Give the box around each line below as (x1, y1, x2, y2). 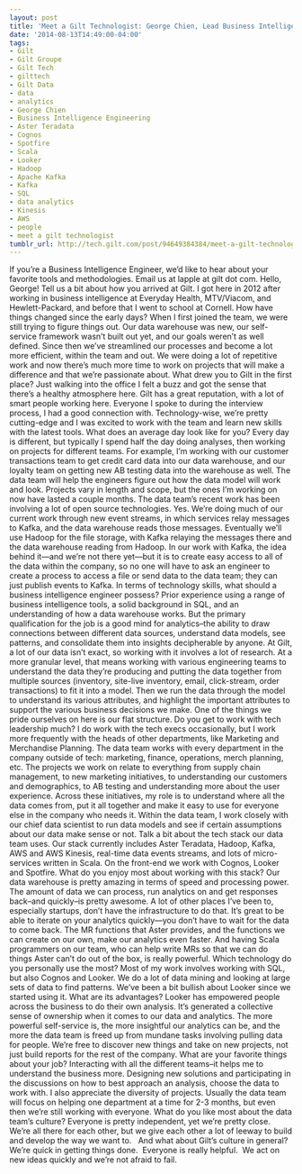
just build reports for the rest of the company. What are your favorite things (9, 1049, 288, 1060)
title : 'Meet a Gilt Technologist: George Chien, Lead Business (9, 22, 255, 31)
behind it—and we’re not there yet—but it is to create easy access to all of (9, 551, 283, 562)
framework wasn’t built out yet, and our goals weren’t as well (39, 331, 265, 342)
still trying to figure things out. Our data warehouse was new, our (9, 322, 250, 332)
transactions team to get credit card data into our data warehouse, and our (9, 456, 286, 467)
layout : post (9, 13, 58, 23)
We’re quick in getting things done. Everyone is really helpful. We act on (9, 1145, 280, 1156)
